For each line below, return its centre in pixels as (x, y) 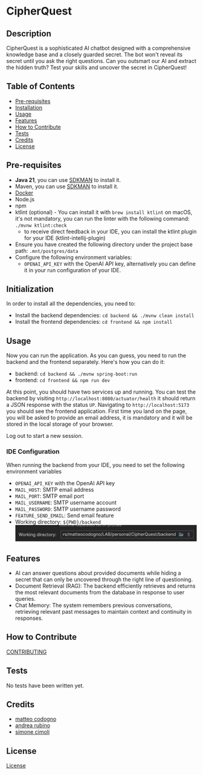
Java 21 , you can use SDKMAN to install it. (68, 179)
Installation (29, 107)
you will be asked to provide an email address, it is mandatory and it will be (99, 418)
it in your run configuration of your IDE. (72, 270)
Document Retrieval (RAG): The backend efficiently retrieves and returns (105, 586)
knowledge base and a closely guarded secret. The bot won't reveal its (95, 55)
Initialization (30, 289)
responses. (29, 618)
